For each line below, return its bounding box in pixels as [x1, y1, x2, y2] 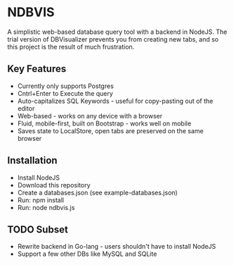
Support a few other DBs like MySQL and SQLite [17, 249, 157, 258]
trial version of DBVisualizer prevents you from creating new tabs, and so [7, 35, 219, 43]
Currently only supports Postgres [17, 82, 114, 90]
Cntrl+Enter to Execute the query [17, 89, 114, 97]
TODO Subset [7, 223, 68, 235]
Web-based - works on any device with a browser [17, 111, 163, 120]
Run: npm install [17, 195, 65, 204]
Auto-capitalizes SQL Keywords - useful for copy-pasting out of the [17, 97, 214, 105]
